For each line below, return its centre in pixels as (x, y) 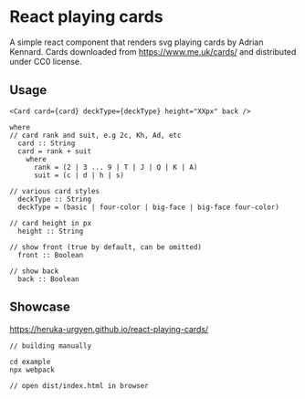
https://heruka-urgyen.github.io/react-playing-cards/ (109, 329)
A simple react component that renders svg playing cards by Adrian (137, 42)
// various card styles (55, 191)
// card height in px (51, 223)
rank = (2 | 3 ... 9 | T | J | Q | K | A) (116, 167)
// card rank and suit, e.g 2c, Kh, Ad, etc (95, 135)
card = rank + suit (55, 151)
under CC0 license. (46, 61)
